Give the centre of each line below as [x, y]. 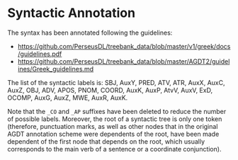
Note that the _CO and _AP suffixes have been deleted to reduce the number [117, 111]
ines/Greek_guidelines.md [56, 69]
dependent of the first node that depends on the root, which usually [106, 141]
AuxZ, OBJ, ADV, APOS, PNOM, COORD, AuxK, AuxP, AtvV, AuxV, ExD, [110, 90]
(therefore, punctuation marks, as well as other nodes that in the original [113, 126]
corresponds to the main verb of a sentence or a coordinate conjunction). [114, 149]
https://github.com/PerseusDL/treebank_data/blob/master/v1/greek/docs [124, 46]
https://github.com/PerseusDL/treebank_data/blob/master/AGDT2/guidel [124, 61]
